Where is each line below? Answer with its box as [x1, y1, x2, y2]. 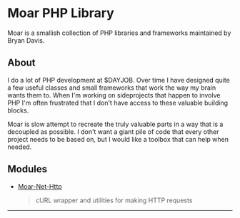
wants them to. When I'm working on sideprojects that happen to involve [7, 90, 221, 99]
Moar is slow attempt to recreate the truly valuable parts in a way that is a [7, 120, 224, 128]
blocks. [7, 105, 29, 115]
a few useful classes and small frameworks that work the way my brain [7, 83, 216, 92]
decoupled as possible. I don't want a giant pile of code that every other [7, 127, 219, 136]
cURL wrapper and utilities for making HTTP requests [35, 196, 193, 204]
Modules [7, 163, 48, 175]
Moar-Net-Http [17, 182, 62, 190]
